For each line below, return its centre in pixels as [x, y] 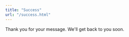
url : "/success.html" [28, 15]
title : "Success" [24, 10]
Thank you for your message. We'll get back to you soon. [65, 29]
